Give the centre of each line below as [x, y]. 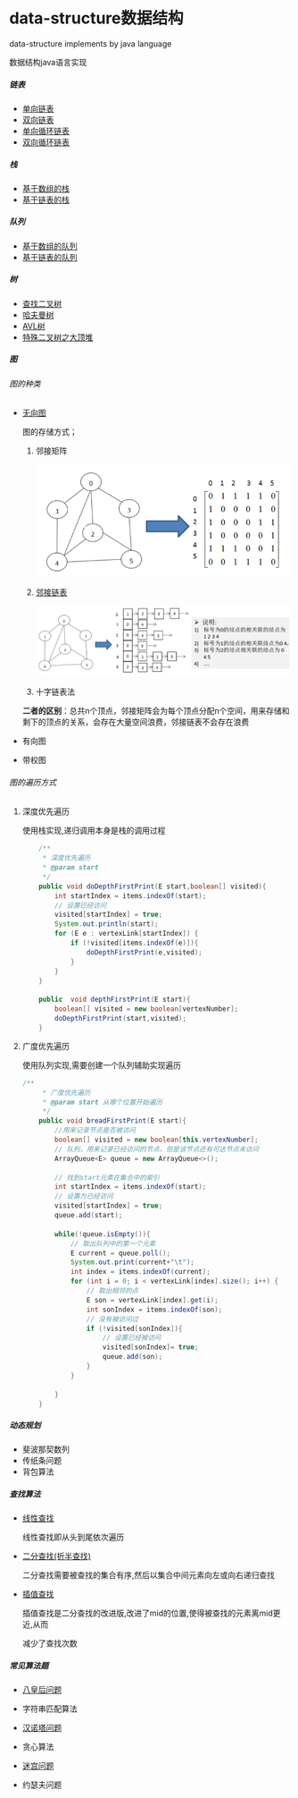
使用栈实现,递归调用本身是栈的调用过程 [94, 831]
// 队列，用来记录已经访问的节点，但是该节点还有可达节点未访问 [157, 1149]
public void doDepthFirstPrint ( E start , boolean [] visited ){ [153, 886]
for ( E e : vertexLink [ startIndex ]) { [127, 934]
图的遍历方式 [33, 782]
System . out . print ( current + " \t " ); [132, 1262]
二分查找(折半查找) [57, 1556]
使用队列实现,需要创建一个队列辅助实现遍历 [101, 1064]
